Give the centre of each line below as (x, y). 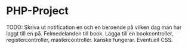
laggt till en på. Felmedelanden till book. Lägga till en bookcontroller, (90, 33)
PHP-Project (37, 11)
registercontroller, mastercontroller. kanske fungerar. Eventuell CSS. (90, 40)
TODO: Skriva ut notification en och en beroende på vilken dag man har (94, 27)
